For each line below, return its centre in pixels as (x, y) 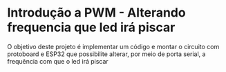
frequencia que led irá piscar (91, 27)
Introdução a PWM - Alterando (96, 13)
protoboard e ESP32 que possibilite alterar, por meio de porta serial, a (106, 54)
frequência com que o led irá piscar (58, 61)
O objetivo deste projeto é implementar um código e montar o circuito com (113, 46)
